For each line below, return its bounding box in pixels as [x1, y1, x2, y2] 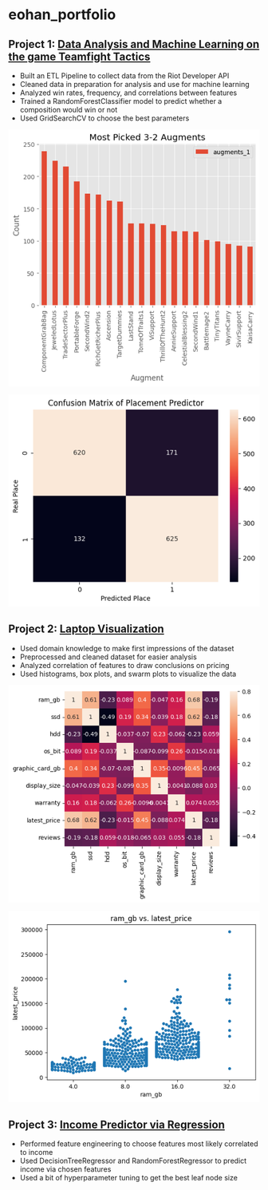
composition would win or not [19, 105, 118, 114]
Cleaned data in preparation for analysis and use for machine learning [19, 80, 250, 89]
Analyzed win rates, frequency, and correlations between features [19, 88, 238, 97]
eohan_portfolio [8, 6, 116, 24]
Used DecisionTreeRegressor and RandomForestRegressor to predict [19, 1156, 247, 1166]
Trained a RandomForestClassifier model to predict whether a [19, 97, 223, 105]
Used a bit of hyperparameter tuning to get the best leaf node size [19, 1173, 238, 1183]
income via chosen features [19, 1164, 112, 1174]
